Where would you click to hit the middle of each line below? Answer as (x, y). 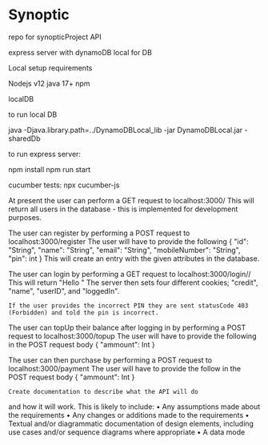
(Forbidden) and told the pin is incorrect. (84, 313)
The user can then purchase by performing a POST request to (110, 360)
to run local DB (33, 114)
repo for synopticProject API (55, 37)
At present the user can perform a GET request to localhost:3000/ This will (131, 200)
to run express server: (45, 154)
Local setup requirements (50, 68)
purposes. (25, 217)
